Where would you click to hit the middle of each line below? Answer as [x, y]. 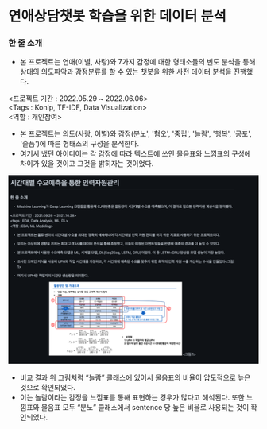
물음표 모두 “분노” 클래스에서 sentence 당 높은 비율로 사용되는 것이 [145, 408]
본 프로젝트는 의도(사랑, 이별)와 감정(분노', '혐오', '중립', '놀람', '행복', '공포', [135, 134]
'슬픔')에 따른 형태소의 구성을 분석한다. [79, 144]
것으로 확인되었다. [47, 388]
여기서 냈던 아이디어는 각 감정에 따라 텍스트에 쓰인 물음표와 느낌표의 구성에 [135, 154]
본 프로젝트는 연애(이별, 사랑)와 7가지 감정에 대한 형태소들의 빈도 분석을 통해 [137, 62]
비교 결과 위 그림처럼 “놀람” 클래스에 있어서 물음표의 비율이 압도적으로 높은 [135, 377]
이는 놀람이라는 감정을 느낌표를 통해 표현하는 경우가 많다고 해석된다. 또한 [132, 397]
